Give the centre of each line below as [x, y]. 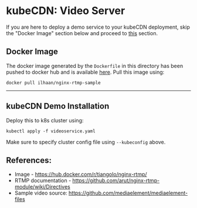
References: [29, 160]
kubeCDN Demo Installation [58, 106]
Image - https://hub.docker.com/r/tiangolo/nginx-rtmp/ [81, 175]
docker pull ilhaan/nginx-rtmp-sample [53, 83]
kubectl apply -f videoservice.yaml [51, 131]
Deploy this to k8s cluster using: [45, 120]
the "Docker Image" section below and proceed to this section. [82, 33]
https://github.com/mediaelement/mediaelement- [128, 193]
